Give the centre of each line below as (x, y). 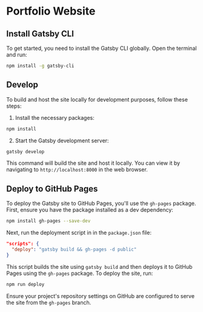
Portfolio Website (51, 11)
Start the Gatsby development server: (62, 140)
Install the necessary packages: (55, 117)
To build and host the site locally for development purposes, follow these (97, 99)
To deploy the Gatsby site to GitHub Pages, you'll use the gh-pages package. (101, 203)
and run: (17, 55)
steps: (14, 106)
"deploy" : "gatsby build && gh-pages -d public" (74, 249)
